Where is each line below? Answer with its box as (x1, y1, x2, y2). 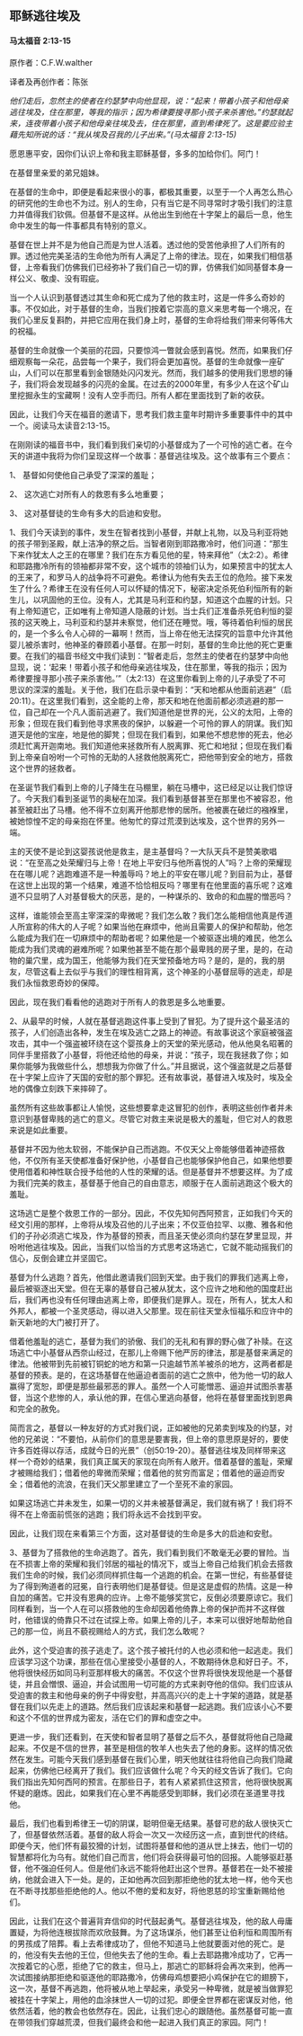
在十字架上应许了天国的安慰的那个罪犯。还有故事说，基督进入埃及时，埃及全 (9, 1071, 293, 1082)
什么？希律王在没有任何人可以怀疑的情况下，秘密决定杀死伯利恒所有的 (24, 582, 285, 593)
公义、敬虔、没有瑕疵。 (16, 272, 104, 283)
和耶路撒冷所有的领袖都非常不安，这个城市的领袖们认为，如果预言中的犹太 (9, 560, 285, 571)
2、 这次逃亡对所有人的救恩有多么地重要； (9, 488, 166, 499)
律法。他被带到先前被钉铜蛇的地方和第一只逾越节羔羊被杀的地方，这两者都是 (9, 1358, 293, 1369)
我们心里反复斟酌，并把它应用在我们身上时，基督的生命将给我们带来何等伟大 (9, 314, 293, 325)
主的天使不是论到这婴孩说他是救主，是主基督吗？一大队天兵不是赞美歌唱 (9, 846, 277, 857)
